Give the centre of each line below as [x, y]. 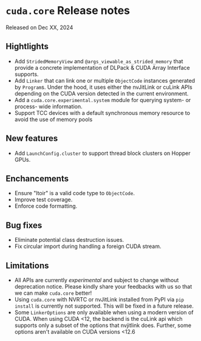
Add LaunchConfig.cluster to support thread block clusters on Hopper [102, 153]
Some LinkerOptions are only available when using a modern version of [104, 312]
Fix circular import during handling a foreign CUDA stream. [88, 246]
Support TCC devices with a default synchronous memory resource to [102, 112]
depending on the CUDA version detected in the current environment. [101, 93]
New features [32, 138]
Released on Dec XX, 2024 [39, 27]
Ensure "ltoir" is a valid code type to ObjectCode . [74, 193]
